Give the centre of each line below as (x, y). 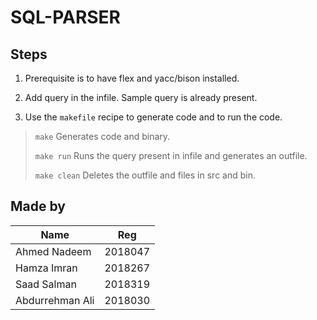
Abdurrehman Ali (55, 300)
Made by (38, 206)
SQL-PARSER (65, 17)
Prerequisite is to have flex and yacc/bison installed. (132, 78)
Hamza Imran (46, 268)
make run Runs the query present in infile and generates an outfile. (171, 155)
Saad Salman (46, 284)
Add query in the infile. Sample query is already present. (141, 97)
